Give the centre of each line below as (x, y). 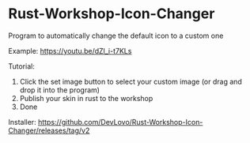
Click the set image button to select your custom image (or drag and (131, 81)
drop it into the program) (60, 90)
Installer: (23, 122)
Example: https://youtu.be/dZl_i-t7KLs (70, 51)
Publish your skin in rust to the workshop (86, 98)
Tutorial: (22, 66)
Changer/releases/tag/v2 (49, 130)
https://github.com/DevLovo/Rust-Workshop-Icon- (121, 122)
